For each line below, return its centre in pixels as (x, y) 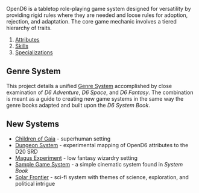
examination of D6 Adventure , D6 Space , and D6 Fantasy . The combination (100, 92)
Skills (22, 46)
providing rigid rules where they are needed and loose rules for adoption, (97, 15)
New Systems (33, 124)
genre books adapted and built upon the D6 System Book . (78, 105)
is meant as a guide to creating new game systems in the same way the (95, 98)
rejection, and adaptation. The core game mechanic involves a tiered (91, 21)
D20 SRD (26, 151)
